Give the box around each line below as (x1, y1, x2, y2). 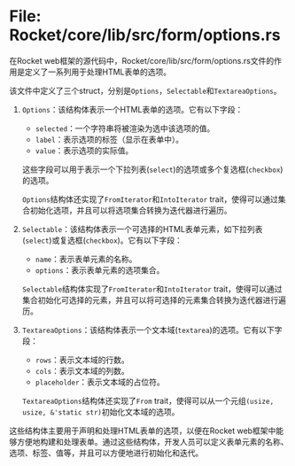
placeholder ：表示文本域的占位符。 (35, 377, 166, 387)
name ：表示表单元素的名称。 (35, 253, 137, 264)
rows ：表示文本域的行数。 (35, 354, 130, 365)
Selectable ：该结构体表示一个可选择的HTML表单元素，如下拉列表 (21, 223, 263, 234)
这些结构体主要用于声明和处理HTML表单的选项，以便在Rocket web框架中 (9, 425, 276, 436)
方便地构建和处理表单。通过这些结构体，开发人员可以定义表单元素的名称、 (16, 436, 289, 447)
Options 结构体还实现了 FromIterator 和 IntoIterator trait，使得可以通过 (21, 193, 279, 205)
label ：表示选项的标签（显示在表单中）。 (35, 134, 184, 144)
